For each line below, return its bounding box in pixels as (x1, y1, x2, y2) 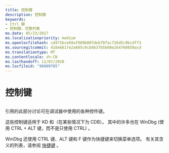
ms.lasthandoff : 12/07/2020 (5, 59, 65, 64)
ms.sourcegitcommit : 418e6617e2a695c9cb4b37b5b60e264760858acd (5, 45, 142, 50)
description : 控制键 (5, 12, 47, 17)
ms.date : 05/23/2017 (5, 31, 49, 36)
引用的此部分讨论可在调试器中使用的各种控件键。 (5, 108, 107, 114)
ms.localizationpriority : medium (5, 36, 76, 41)
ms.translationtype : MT (5, 49, 56, 55)
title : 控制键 (5, 7, 33, 13)
